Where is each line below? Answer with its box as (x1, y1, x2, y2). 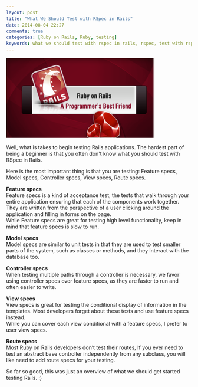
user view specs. (6, 326, 48, 333)
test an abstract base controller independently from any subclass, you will (6, 350, 186, 357)
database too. (6, 253, 40, 260)
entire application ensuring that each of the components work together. (6, 198, 180, 205)
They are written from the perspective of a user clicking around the (6, 204, 169, 211)
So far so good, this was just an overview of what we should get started (6, 368, 180, 375)
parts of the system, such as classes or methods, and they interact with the (6, 247, 189, 254)
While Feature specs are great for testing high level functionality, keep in (6, 217, 182, 224)
